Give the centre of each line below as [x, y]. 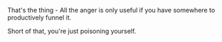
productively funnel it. [39, 17]
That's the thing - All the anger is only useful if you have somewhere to [111, 10]
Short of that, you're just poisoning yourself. [72, 31]
